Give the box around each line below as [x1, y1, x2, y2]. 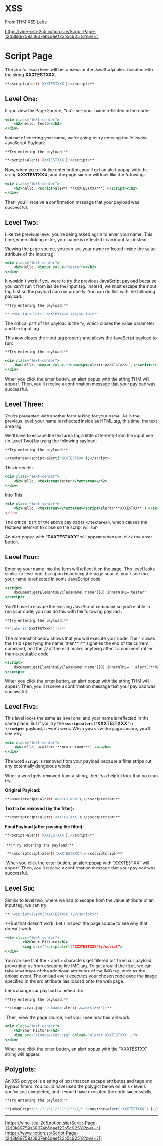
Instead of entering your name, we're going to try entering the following [5, 135, 148, 141]
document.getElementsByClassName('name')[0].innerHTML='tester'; [14, 590, 149, 595]
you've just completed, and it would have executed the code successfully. [5, 1088, 153, 1094]
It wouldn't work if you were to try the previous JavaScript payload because [5, 278, 157, 284]
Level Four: [5, 553, 40, 561]
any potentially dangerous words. [5, 763, 72, 769]
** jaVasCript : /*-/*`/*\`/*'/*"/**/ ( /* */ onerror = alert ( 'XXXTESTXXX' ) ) [5, 1106, 153, 1111]
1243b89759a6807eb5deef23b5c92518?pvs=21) [5, 1135, 102, 1141]
